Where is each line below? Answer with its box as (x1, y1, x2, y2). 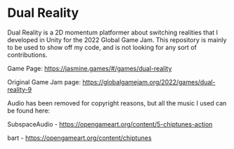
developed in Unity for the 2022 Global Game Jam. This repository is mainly (7, 35, 227, 44)
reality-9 (7, 85, 32, 93)
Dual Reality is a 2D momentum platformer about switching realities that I (7, 28, 219, 37)
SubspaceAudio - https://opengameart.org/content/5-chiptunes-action (7, 119, 213, 128)
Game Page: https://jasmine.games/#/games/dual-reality (7, 64, 172, 72)
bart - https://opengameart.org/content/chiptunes (7, 134, 152, 142)
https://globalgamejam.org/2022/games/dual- (82, 77, 216, 86)
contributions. (7, 51, 48, 59)
